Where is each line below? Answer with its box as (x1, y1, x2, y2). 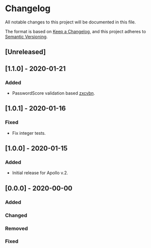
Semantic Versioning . (5, 34, 48, 40)
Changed (5, 212, 28, 219)
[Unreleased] (5, 48, 46, 56)
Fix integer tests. (12, 130, 46, 136)
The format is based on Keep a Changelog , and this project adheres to (5, 28, 146, 34)
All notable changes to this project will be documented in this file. (5, 19, 136, 25)
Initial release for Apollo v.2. (12, 170, 68, 176)
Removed (5, 225, 28, 232)
